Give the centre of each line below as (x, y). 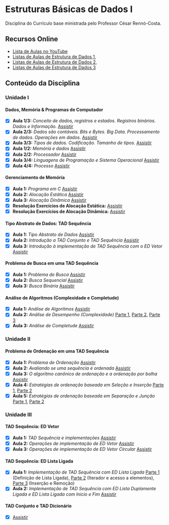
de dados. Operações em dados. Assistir (55, 138)
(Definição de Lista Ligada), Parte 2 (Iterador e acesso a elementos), (83, 478)
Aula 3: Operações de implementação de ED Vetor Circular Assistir (82, 449)
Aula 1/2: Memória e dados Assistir (49, 149)
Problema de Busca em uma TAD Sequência (52, 263)
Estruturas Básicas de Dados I (69, 9)
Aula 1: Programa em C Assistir (45, 189)
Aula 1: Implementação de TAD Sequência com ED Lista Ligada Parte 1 (86, 472)
